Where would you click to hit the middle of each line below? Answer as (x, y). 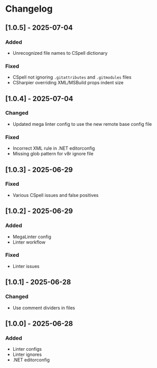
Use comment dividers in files (44, 308)
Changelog (29, 9)
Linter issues (26, 266)
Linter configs (27, 349)
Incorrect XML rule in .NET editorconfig (54, 148)
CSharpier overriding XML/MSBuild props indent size (68, 83)
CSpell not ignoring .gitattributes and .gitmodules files (72, 77)
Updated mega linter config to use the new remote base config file (82, 124)
